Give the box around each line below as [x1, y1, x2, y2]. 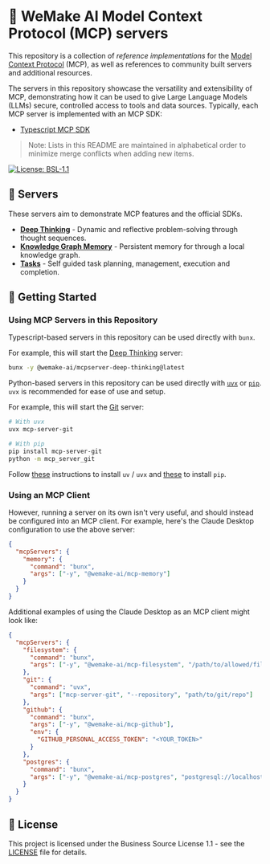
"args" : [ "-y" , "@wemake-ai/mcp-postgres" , [29, 772, 178, 781]
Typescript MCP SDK [19, 124, 91, 134]
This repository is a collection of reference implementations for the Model [8, 51, 252, 60]
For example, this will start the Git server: [8, 402, 145, 412]
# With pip [8, 440, 45, 448]
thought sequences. [19, 233, 87, 242]
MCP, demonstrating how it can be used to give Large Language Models [8, 92, 247, 101]
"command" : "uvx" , [29, 683, 92, 691]
